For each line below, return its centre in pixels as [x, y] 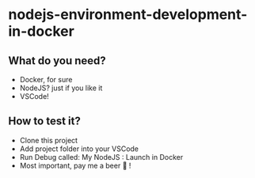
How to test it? [44, 121]
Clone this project [48, 140]
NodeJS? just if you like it [61, 88]
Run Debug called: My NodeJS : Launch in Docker [101, 157]
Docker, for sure [46, 80]
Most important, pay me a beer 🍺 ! [75, 165]
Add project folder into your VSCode [79, 149]
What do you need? [57, 61]
